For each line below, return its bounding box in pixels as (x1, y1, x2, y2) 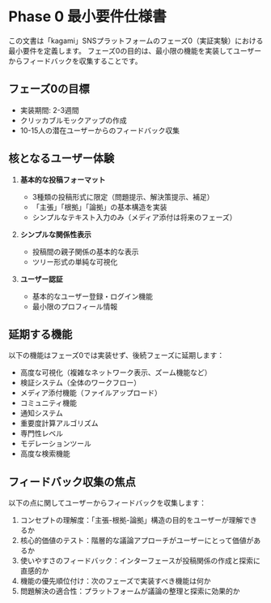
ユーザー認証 (19, 274, 63, 284)
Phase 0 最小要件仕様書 (8, 7, 167, 26)
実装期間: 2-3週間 (19, 105, 79, 114)
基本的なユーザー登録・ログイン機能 (32, 291, 154, 301)
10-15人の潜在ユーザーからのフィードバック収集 (19, 125, 180, 135)
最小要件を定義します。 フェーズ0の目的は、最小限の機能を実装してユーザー (8, 45, 261, 55)
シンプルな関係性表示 (19, 229, 91, 239)
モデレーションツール (19, 439, 91, 449)
